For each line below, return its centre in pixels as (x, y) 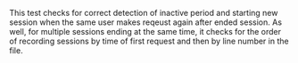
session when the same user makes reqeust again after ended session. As (146, 22)
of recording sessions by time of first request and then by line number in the (149, 41)
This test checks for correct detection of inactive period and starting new (144, 13)
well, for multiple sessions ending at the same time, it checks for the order (145, 31)
